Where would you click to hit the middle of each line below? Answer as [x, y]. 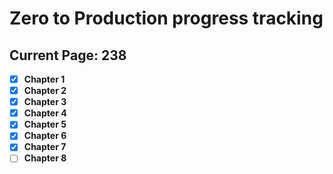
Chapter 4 [45, 113]
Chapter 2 [45, 91]
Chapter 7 [45, 147]
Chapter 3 [45, 102]
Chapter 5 [45, 124]
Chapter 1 [44, 79]
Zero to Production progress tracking [166, 18]
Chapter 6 [45, 136]
